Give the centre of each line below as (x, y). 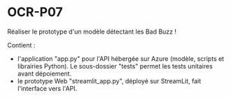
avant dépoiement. (44, 73)
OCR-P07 (35, 12)
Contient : (21, 45)
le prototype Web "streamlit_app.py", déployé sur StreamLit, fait (109, 80)
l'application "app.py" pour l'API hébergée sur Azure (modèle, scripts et (121, 58)
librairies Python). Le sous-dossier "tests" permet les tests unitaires (115, 66)
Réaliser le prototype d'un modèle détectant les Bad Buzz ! (92, 31)
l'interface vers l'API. (47, 88)
